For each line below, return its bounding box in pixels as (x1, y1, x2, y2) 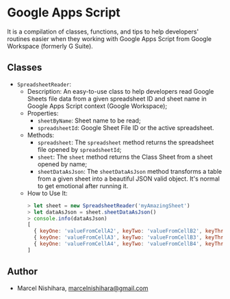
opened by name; (37, 159, 88, 168)
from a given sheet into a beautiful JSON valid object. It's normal (37, 174, 220, 183)
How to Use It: (27, 189, 68, 197)
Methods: (27, 131, 55, 139)
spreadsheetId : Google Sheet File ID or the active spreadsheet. (37, 123, 214, 131)
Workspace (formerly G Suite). (7, 42, 94, 50)
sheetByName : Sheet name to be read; (37, 116, 142, 125)
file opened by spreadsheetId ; (37, 145, 122, 153)
